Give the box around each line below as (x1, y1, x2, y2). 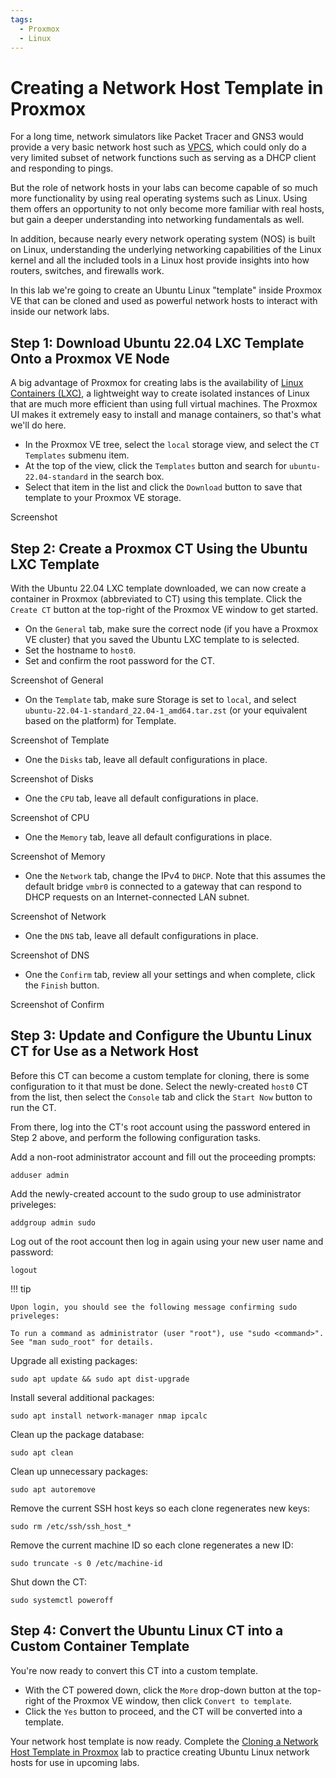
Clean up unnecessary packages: (10, 1465, 149, 1477)
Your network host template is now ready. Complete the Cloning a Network (10, 1735, 319, 1747)
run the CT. (10, 1101, 57, 1113)
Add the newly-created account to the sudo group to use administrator (10, 1187, 302, 1200)
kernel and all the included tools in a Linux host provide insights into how (10, 254, 310, 266)
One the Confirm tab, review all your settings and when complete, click (24, 968, 316, 980)
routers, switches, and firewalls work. (10, 265, 165, 277)
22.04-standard (24, 472, 89, 483)
